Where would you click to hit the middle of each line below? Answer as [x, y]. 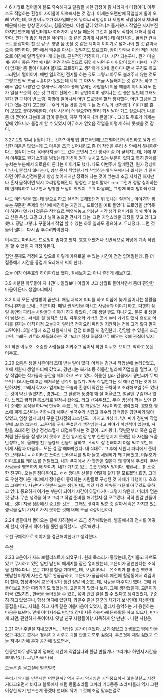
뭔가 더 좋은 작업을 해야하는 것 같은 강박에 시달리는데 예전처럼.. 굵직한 [81, 38]
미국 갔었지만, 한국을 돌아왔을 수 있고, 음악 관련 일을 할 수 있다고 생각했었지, [77, 594]
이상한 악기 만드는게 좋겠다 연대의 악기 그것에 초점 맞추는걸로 [63, 690]
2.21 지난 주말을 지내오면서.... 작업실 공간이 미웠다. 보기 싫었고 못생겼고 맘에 [77, 629]
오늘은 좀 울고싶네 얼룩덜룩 [30, 668]
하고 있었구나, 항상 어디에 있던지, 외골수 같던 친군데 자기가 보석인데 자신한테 [82, 600]
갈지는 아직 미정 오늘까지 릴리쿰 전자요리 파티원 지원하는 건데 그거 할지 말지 [85, 324]
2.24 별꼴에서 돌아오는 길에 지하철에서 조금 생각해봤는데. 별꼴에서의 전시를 [76, 520]
